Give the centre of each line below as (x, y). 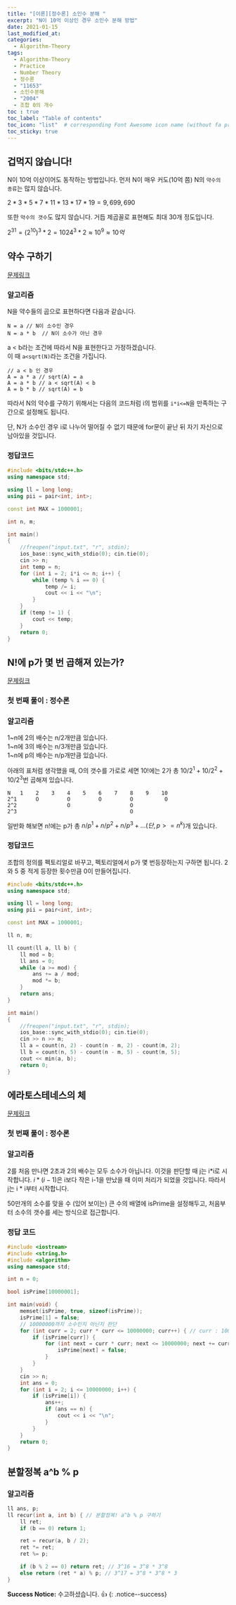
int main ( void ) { (33, 1305)
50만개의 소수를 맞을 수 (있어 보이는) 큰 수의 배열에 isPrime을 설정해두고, (107, 1203)
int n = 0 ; (23, 1279)
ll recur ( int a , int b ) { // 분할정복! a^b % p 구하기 (84, 1515)
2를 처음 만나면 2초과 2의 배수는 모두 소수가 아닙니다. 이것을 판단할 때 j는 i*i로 (114, 1171)
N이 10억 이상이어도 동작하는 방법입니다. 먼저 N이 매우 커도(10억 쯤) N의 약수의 (114, 180)
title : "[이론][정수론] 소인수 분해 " (57, 14)
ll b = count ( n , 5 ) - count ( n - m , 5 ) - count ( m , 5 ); (100, 1052)
